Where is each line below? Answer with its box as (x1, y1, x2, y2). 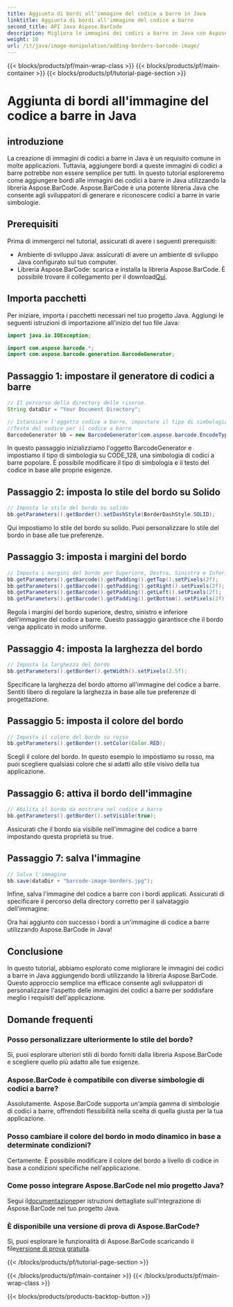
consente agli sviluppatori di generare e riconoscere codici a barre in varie (7, 191, 221, 199)
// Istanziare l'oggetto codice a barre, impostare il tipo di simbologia (7, 418, 228, 425)
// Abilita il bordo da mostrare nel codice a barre (7, 806, 163, 813)
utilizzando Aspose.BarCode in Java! (7, 926, 112, 934)
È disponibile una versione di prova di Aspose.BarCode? (7, 1221, 200, 1231)
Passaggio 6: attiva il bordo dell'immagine (7, 787, 193, 799)
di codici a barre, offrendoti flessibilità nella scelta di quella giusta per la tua (7, 1107, 223, 1115)
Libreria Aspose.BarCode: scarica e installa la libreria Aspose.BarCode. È (17, 265, 226, 273)
